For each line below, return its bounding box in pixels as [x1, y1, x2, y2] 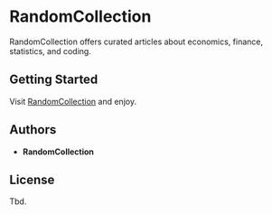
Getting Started [9, 72, 98, 88]
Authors [9, 122, 57, 137]
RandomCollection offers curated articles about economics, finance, [9, 36, 264, 47]
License [9, 172, 55, 187]
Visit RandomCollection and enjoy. [9, 96, 137, 107]
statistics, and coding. [9, 45, 92, 56]
